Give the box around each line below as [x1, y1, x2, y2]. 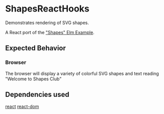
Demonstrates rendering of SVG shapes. [5, 20, 89, 26]
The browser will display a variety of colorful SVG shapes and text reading [5, 70, 159, 76]
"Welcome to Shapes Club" [5, 76, 62, 82]
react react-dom [5, 103, 39, 109]
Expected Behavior [5, 44, 66, 53]
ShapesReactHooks [5, 3, 90, 15]
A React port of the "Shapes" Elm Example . [5, 29, 95, 35]
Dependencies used [5, 90, 69, 99]
